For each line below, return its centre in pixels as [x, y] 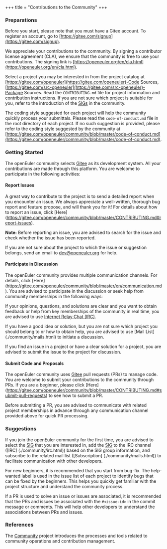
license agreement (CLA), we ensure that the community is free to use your [82, 56]
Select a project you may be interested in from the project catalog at [75, 77]
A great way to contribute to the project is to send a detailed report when [80, 196]
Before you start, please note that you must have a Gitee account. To [76, 31]
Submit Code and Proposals [35, 363]
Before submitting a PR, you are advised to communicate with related [76, 405]
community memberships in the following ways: [54, 296]
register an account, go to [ [33, 36]
